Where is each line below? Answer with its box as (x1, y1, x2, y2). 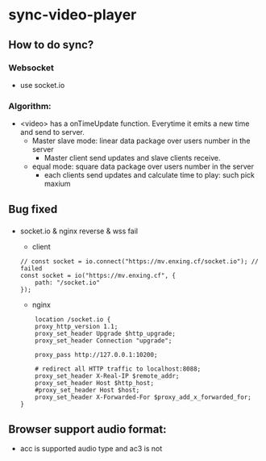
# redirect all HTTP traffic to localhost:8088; (35, 365, 202, 373)
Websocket (8, 62, 54, 73)
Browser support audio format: (8, 422, 167, 436)
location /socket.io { (35, 316, 111, 324)
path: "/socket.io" (35, 279, 101, 287)
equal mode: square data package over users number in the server (31, 161, 254, 171)
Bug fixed (8, 202, 58, 216)
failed (19, 265, 43, 273)
